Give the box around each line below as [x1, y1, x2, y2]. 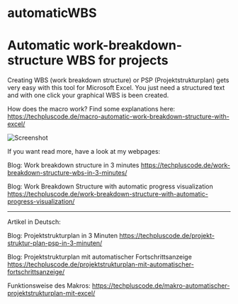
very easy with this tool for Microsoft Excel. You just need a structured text [7, 84, 225, 92]
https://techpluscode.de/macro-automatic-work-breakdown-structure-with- [7, 112, 230, 121]
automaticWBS [7, 5, 97, 21]
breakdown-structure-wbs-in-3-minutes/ [7, 169, 127, 177]
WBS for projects [66, 52, 169, 69]
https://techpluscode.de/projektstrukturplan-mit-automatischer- [7, 260, 195, 269]
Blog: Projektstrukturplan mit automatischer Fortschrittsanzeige [7, 253, 193, 261]
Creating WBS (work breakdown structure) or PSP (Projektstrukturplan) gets [7, 76, 229, 84]
